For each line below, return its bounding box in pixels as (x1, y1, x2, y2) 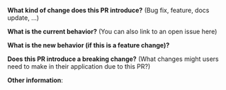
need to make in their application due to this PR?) (7, 62, 151, 70)
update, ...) (7, 13, 40, 22)
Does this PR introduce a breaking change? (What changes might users (7, 55, 219, 63)
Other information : (7, 76, 64, 84)
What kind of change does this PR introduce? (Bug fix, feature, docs (7, 6, 210, 14)
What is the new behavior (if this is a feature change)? (7, 41, 170, 49)
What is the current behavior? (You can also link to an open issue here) (7, 28, 217, 35)
